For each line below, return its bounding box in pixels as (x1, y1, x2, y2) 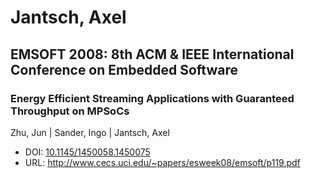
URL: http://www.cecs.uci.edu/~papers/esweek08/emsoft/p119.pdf (24, 156, 301, 168)
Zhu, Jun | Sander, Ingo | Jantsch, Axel (10, 126, 170, 138)
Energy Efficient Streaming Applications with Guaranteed (10, 91, 295, 105)
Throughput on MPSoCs (10, 104, 130, 118)
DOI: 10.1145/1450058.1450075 (24, 146, 151, 158)
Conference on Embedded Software (10, 61, 238, 78)
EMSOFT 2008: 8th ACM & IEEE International (10, 46, 295, 63)
